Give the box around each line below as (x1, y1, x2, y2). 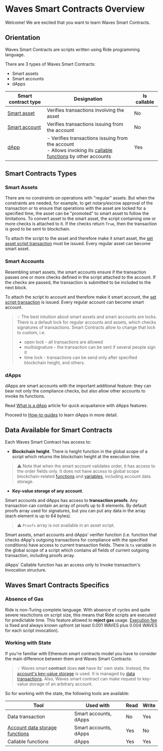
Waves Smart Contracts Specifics (5, 581, 109, 590)
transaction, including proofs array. (5, 552, 75, 558)
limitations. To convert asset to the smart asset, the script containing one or (5, 215, 156, 222)
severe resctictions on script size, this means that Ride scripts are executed (5, 612, 156, 618)
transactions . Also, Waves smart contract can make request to (16, 676, 142, 681)
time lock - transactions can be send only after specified (24, 354, 137, 360)
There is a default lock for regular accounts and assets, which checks (16, 319, 156, 325)
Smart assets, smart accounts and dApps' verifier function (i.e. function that (5, 532, 157, 537)
